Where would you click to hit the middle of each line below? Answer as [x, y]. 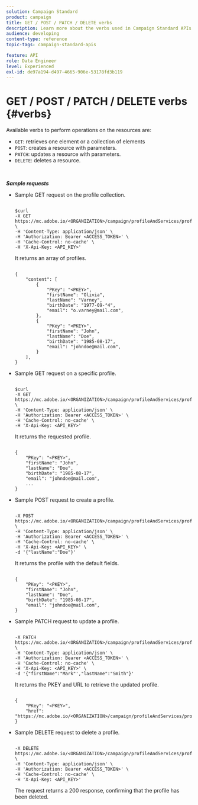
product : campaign [29, 17]
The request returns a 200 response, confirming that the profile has [97, 791]
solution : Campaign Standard [42, 12]
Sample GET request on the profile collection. [70, 195]
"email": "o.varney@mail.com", [85, 311]
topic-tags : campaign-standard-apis [51, 45]
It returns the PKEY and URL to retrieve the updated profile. [87, 685]
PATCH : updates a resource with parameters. [68, 154]
